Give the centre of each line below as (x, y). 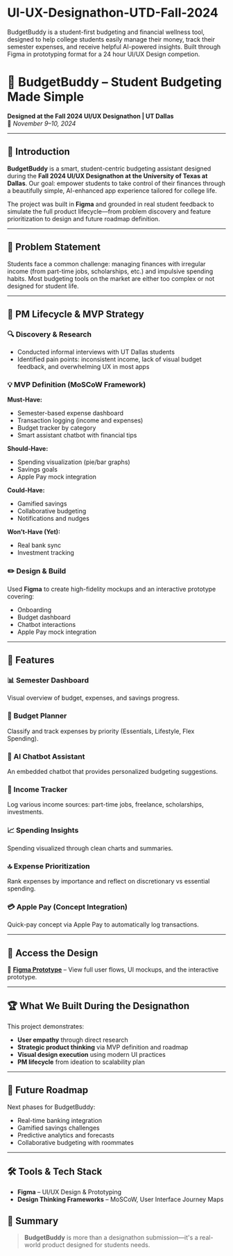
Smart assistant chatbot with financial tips (77, 436)
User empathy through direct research (72, 1040)
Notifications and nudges (53, 519)
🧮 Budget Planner (37, 716)
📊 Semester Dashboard (48, 680)
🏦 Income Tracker (37, 789)
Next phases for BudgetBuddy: (51, 1107)
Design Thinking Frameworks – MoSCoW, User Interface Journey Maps (120, 1199)
